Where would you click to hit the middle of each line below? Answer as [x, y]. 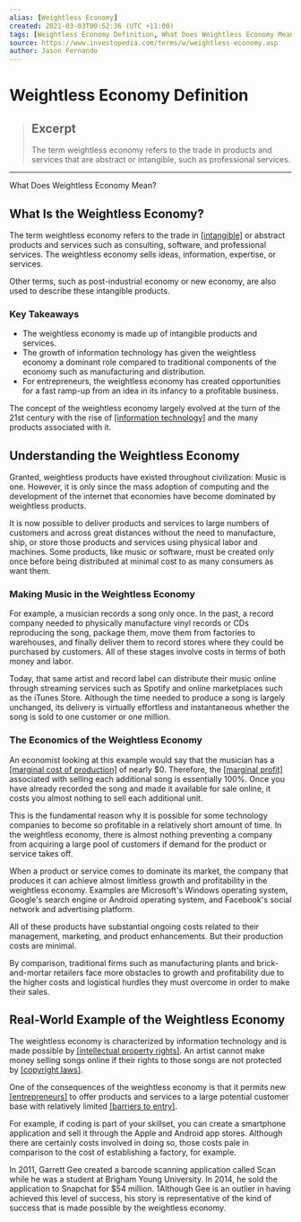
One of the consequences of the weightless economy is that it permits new [148, 1087]
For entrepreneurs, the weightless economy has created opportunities [151, 382]
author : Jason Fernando [54, 51]
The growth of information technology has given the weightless [139, 353]
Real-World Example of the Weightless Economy [147, 1020]
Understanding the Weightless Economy [125, 456]
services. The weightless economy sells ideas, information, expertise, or [142, 254]
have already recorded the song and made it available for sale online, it [140, 788]
